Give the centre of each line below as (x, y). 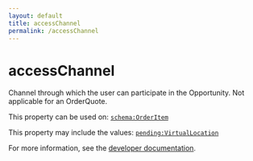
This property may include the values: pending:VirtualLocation (114, 133)
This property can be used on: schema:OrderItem (89, 117)
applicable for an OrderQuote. (58, 101)
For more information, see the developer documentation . (102, 148)
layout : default (35, 16)
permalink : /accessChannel (54, 31)
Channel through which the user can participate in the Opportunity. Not (126, 93)
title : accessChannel (45, 23)
